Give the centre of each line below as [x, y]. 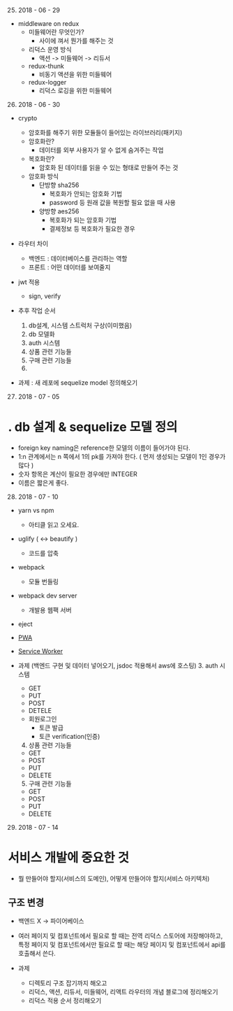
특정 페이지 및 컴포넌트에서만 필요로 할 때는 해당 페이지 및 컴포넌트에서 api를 [122, 945]
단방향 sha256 [59, 185]
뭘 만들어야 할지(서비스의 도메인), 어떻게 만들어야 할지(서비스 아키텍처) [114, 878]
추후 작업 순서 [37, 310]
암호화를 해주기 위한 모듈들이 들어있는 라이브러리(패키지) [105, 133]
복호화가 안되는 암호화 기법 [86, 194]
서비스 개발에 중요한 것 [69, 858]
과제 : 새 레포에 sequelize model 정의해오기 [78, 383]
